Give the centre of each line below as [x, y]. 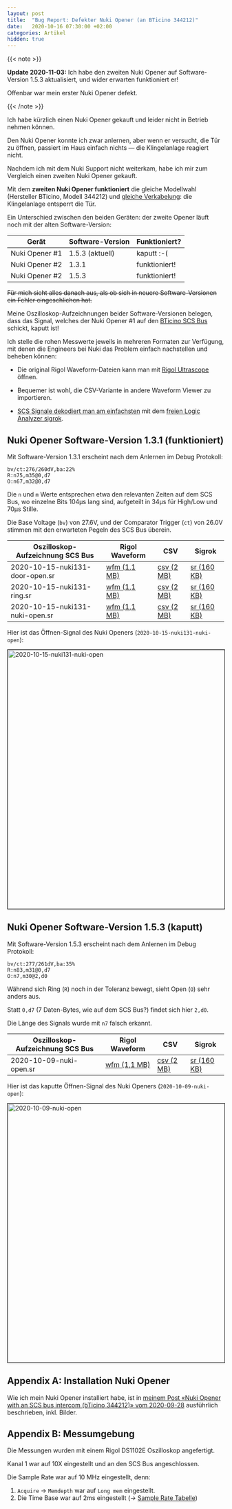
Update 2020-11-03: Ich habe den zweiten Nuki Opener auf [92, 73]
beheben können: [32, 356]
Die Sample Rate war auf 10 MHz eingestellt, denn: [79, 1477]
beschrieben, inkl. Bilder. [42, 1412]
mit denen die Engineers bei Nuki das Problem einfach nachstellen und [107, 349]
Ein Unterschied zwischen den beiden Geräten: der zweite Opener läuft [108, 218]
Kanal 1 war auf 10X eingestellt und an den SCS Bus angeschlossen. [103, 1464]
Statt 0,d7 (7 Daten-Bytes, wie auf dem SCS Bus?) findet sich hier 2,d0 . [108, 1010]
